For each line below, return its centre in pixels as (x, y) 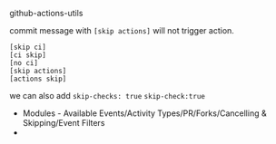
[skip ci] (28, 47)
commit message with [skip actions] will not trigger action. (122, 30)
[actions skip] (38, 79)
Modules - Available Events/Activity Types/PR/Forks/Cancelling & (144, 113)
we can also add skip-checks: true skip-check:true (108, 96)
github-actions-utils (46, 13)
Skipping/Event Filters (64, 123)
